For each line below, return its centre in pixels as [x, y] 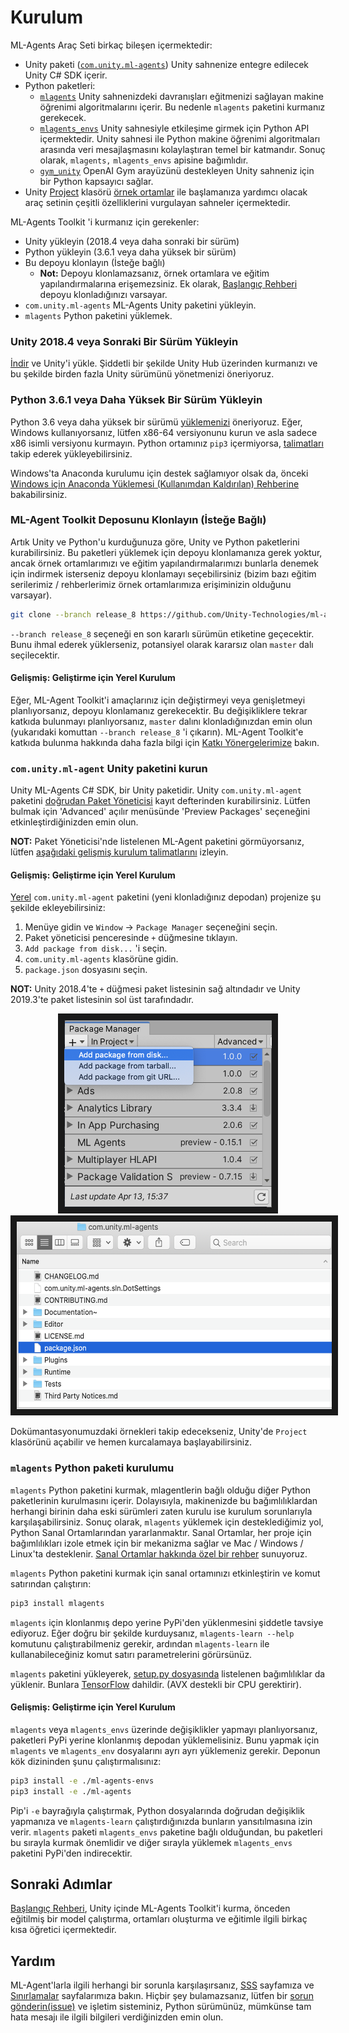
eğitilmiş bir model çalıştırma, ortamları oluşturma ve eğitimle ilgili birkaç [159, 1919]
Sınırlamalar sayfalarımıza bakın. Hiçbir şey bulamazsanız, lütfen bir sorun [162, 1996]
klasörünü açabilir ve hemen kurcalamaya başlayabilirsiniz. [131, 1442]
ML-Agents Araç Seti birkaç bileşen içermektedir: [111, 45]
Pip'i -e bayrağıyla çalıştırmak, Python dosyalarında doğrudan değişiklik [157, 1810]
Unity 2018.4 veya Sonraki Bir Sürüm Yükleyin [124, 341]
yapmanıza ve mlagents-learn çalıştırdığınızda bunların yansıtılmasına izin [161, 1821]
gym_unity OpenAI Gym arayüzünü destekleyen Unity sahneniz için [177, 170]
